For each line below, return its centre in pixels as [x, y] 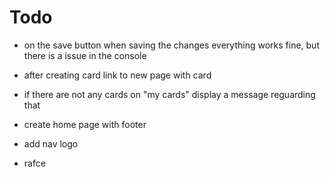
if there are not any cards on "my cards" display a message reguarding [169, 94]
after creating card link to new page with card [117, 75]
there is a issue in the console [85, 55]
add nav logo [51, 143]
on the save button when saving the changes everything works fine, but [171, 45]
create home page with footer [85, 124]
